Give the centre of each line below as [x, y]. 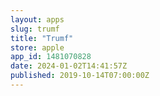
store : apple [37, 47]
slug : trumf [35, 29]
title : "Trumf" [42, 38]
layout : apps [37, 19]
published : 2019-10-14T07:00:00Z [80, 76]
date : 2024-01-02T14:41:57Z [69, 66]
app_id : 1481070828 [51, 57]
